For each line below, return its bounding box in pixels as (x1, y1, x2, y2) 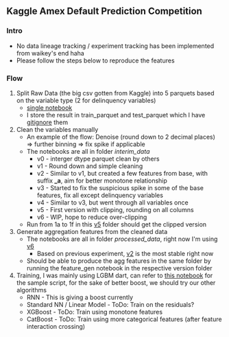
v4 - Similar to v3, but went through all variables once (36, 198, 189, 207)
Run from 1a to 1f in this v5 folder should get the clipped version (26, 220, 207, 229)
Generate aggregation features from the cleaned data (16, 227, 168, 235)
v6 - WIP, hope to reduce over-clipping (36, 213, 147, 221)
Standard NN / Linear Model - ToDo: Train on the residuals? (26, 300, 195, 308)
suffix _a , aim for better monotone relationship (36, 176, 167, 185)
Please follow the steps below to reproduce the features (16, 56, 176, 65)
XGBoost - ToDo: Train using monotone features (26, 307, 162, 316)
